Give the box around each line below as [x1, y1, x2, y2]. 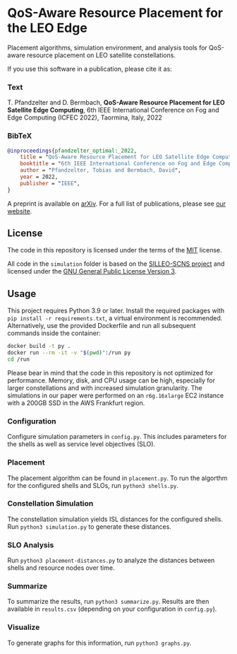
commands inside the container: [7, 329, 101, 337]
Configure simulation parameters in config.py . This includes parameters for [7, 433, 227, 441]
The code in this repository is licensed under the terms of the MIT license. [7, 246, 222, 255]
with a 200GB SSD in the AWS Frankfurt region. [7, 398, 145, 407]
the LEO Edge [7, 20, 88, 36]
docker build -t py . [7, 343, 71, 350]
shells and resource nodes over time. [7, 564, 115, 572]
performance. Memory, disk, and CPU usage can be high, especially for [7, 376, 215, 385]
